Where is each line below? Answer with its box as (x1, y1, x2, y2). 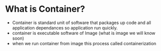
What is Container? (5, 3, 85, 15)
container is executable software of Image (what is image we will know (12, 30, 156, 36)
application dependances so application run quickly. (12, 25, 118, 30)
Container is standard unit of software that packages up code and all (12, 20, 151, 25)
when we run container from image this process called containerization (12, 40, 157, 46)
